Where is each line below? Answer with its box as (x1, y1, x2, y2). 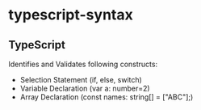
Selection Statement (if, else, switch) (19, 75, 143, 84)
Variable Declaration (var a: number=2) (19, 83, 151, 93)
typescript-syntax (8, 6, 133, 24)
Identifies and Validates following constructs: (8, 59, 158, 69)
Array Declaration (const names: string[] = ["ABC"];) (19, 92, 194, 102)
